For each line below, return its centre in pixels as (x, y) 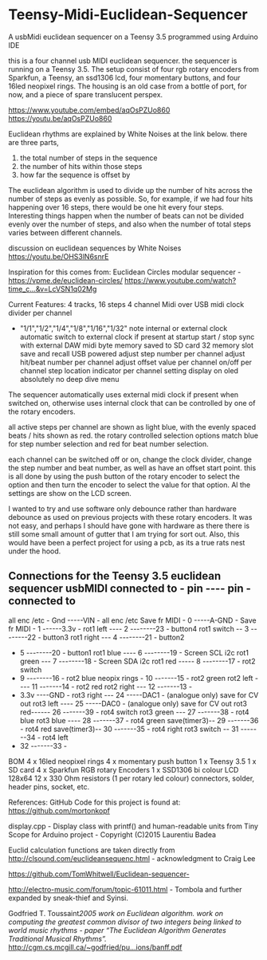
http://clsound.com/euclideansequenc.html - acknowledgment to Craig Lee (132, 858)
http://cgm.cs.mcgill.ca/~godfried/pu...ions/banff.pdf (95, 947)
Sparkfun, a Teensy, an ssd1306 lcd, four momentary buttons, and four (124, 77)
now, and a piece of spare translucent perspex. (86, 94)
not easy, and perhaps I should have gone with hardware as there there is (129, 525)
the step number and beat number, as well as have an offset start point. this (132, 467)
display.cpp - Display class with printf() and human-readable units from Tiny (133, 826)
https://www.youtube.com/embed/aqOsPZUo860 (89, 110)
